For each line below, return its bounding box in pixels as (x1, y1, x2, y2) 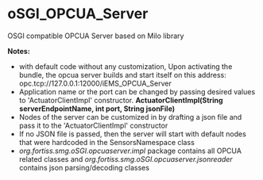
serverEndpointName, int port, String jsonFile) (18, 104, 176, 113)
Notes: (7, 46, 31, 56)
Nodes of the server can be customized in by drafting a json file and (18, 112, 242, 121)
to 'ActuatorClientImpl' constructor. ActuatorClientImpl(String (18, 95, 223, 105)
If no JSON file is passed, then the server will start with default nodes (18, 128, 247, 139)
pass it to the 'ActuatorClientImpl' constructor (18, 121, 168, 130)
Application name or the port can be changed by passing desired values (18, 86, 256, 96)
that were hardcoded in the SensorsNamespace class (18, 137, 195, 147)
